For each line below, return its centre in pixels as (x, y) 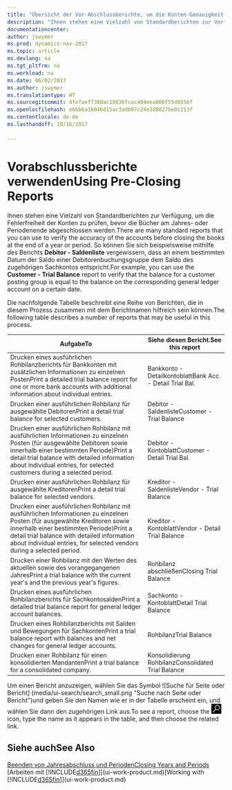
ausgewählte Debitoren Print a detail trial (67, 411)
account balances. (36, 614)
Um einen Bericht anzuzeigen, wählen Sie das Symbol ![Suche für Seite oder (116, 685)
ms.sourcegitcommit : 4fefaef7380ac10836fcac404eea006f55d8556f (100, 103)
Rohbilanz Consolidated (181, 662)
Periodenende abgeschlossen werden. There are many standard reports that (115, 230)
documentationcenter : (38, 29)
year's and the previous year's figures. (65, 582)
